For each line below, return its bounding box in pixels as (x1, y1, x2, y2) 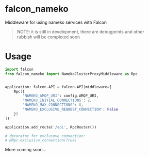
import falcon (5, 67, 34, 72)
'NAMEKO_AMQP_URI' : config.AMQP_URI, (22, 94, 99, 98)
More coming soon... (5, 147, 47, 153)
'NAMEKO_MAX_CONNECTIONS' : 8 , (22, 103, 83, 108)
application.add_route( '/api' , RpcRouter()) (5, 125, 97, 129)
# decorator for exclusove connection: (5, 133, 86, 139)
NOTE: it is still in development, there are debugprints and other (17, 29, 145, 34)
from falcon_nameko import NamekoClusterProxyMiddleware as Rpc (5, 71, 138, 76)
